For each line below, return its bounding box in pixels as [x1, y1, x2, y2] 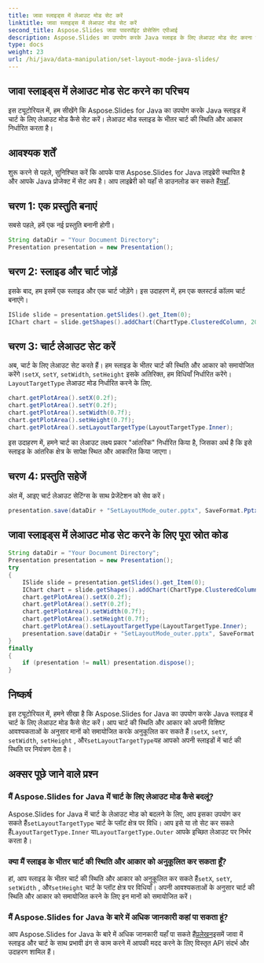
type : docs [8, 41, 44, 49]
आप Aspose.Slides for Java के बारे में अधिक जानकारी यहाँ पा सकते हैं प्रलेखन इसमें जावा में [8, 930, 244, 939]
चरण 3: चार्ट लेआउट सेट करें [8, 340, 115, 354]
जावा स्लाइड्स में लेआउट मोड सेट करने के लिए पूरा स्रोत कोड [8, 528, 229, 542]
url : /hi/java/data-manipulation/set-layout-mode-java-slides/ [8, 56, 220, 64]
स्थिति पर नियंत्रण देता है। [8, 745, 72, 754]
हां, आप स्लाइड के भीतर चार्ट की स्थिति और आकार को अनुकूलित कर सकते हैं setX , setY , [8, 873, 233, 883]
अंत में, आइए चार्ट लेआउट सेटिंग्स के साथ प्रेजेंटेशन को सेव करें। [8, 491, 166, 500]
